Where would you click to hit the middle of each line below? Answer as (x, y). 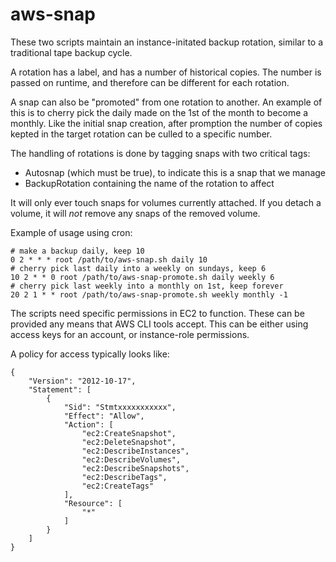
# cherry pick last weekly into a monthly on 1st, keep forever (147, 286)
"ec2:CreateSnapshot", (129, 433)
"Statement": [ (60, 389)
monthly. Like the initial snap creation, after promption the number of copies (166, 123)
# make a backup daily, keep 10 (77, 251)
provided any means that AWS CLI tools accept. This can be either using (159, 324)
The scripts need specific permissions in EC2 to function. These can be (157, 313)
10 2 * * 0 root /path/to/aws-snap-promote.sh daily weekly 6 (142, 277)
